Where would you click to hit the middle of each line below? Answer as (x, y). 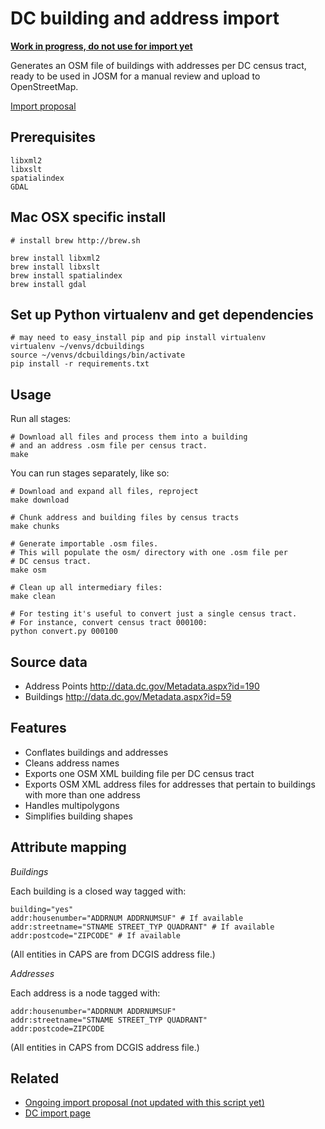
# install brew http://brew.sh (75, 240)
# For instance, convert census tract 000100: (109, 623)
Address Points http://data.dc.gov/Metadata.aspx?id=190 (142, 686)
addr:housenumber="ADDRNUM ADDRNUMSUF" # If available (127, 918)
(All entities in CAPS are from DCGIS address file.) (113, 954)
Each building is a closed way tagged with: (98, 891)
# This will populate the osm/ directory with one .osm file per (149, 553)
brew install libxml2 (55, 258)
